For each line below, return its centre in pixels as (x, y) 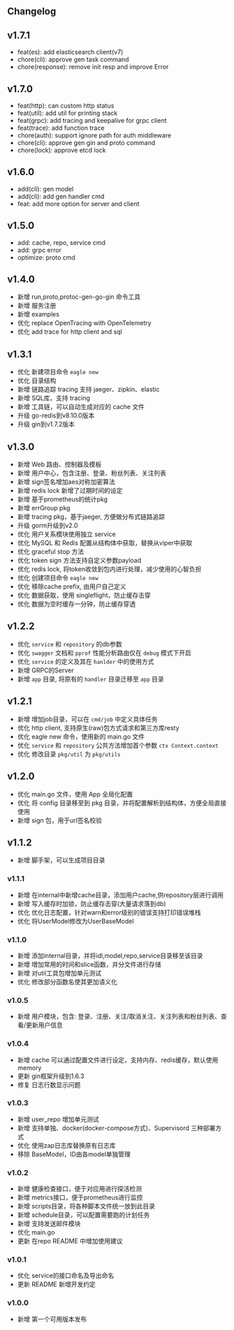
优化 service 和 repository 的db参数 (70, 644)
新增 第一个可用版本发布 (52, 1319)
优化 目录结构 (37, 380)
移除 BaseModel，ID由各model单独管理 (74, 1154)
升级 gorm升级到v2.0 (47, 526)
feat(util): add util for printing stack (67, 113)
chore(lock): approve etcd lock (61, 150)
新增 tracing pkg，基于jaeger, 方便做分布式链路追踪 (91, 517)
